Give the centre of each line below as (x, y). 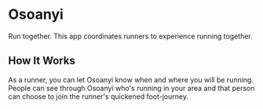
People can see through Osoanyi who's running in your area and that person (131, 88)
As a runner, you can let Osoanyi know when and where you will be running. (131, 79)
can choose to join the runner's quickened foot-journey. (98, 96)
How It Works (42, 61)
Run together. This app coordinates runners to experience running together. (130, 36)
